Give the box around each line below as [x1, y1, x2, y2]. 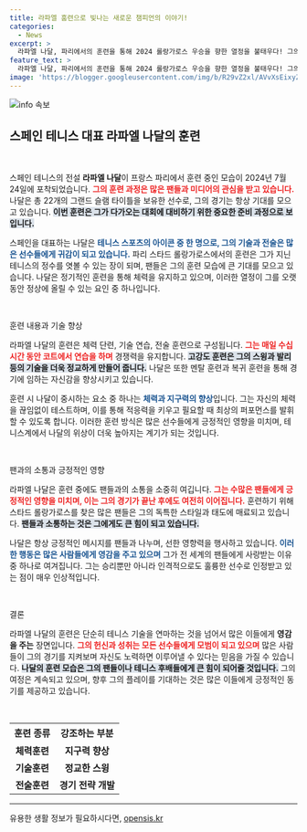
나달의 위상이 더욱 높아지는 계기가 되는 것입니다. [48, 427, 219, 438]
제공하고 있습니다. [26, 685, 90, 696]
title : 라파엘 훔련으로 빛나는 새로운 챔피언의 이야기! [9, 13, 188, 23]
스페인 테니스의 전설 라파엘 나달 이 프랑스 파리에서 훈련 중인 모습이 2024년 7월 [9, 172, 287, 183]
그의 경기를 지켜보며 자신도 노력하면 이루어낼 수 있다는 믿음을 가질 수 [26, 650, 270, 662]
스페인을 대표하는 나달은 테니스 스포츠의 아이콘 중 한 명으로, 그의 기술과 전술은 [9, 237, 285, 247]
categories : [9, 22, 55, 31]
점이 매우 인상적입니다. [18, 572, 101, 583]
